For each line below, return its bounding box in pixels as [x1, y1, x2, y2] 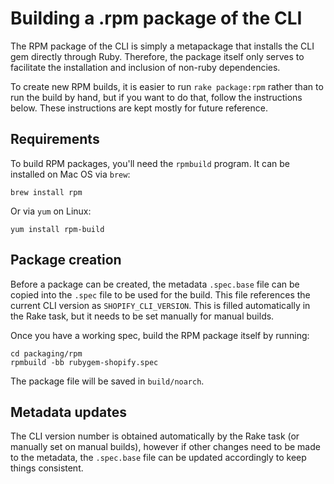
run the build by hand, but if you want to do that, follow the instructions [10, 91, 303, 103]
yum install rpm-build [10, 224, 105, 234]
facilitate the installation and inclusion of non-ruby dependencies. [10, 61, 281, 73]
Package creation [10, 252, 122, 269]
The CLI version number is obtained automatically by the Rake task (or [10, 430, 300, 442]
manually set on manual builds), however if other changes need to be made [10, 441, 321, 453]
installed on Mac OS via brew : [10, 168, 131, 180]
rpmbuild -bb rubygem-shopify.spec [10, 357, 159, 367]
